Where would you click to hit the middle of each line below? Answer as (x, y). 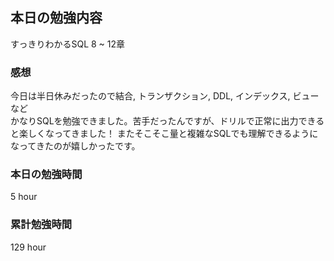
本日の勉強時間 (46, 175)
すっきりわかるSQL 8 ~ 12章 (68, 44)
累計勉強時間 (41, 225)
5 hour (24, 197)
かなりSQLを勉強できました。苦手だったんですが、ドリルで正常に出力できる (167, 121)
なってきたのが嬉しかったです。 (75, 146)
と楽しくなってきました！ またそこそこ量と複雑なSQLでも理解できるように (164, 134)
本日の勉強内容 (56, 18)
